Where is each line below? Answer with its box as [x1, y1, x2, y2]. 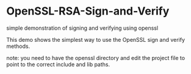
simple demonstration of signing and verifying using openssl [6, 24, 159, 32]
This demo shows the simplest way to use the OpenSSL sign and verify [6, 36, 185, 43]
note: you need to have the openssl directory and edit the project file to [6, 54, 185, 61]
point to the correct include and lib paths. [6, 61, 110, 68]
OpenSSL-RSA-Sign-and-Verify [6, 4, 170, 18]
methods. [6, 42, 31, 50]
